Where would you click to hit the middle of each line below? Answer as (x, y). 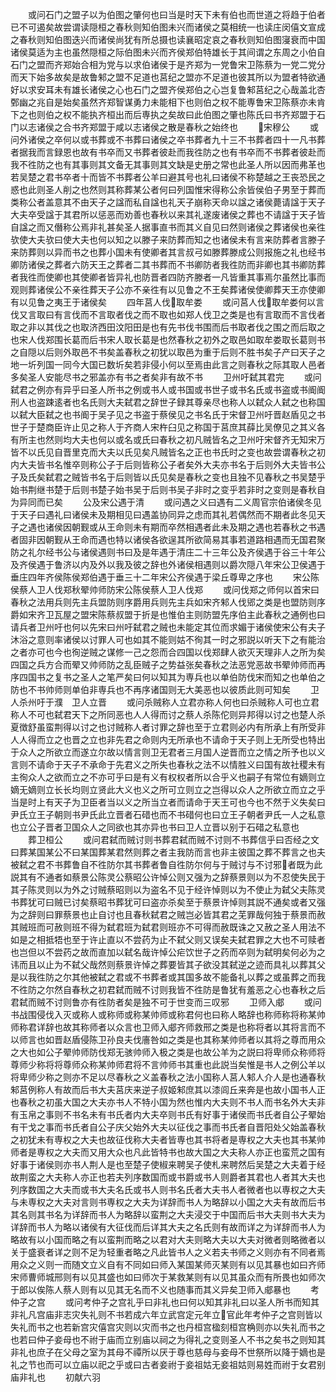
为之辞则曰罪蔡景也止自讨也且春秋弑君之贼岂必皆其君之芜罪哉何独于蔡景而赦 (168, 914)
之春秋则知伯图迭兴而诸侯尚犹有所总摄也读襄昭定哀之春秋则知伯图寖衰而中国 (168, 39)
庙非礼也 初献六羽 (55, 1377)
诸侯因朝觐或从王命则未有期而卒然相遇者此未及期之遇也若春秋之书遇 (185, 527)
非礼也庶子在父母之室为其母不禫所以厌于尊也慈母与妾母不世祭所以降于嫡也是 (168, 1352)
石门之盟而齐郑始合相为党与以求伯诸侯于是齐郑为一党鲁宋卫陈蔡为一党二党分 (168, 64)
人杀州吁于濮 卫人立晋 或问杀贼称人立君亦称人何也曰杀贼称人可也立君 (165, 702)
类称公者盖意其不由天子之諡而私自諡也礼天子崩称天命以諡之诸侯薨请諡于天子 (168, 202)
